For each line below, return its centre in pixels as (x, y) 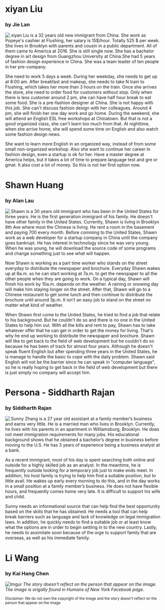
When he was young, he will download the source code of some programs (81, 248)
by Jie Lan (18, 25)
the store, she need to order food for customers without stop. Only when (79, 92)
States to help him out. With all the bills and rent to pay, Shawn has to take (80, 325)
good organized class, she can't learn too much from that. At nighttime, (78, 124)
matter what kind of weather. (34, 305)
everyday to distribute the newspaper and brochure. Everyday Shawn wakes (82, 268)
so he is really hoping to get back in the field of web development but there (81, 367)
